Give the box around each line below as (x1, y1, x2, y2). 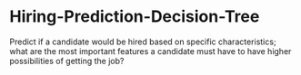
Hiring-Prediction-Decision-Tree (9, 6, 260, 27)
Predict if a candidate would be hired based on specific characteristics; (9, 36, 276, 47)
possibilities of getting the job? (9, 55, 125, 66)
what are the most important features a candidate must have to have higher (9, 45, 292, 56)
